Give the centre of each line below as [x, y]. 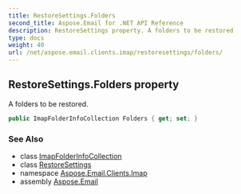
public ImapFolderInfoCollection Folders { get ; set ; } [103, 118]
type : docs [26, 38]
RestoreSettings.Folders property [94, 85]
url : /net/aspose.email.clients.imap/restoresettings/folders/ [116, 52]
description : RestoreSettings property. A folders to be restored [121, 30]
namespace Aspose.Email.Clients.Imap [83, 173]
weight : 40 [26, 45]
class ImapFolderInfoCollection [71, 156]
